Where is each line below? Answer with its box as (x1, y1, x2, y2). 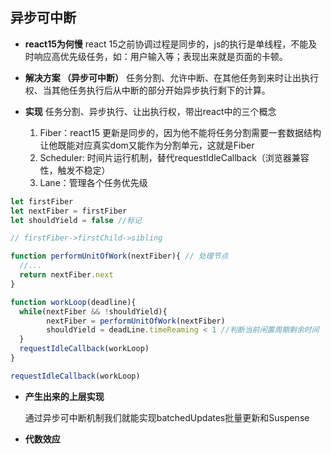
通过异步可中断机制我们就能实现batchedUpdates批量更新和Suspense (24, 411, 310, 423)
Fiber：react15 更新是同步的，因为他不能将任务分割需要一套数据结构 (39, 126, 322, 138)
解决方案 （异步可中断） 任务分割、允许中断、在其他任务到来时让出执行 (24, 71, 320, 83)
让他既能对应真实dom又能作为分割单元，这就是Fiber (39, 139, 255, 151)
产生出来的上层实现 (24, 390, 105, 402)
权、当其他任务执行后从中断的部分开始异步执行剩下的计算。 (24, 84, 271, 96)
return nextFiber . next (19, 270, 114, 280)
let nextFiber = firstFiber (10, 206, 128, 216)
